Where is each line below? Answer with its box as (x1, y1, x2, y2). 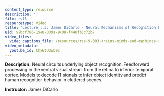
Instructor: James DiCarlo (5, 86, 58, 92)
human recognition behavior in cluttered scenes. (5, 77, 102, 83)
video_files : (5, 35, 32, 39)
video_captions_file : (9, 39, 54, 44)
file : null (5, 16, 27, 21)
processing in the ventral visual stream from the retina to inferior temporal (5, 66, 154, 72)
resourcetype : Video (5, 20, 47, 26)
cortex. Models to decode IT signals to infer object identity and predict (5, 72, 147, 77)
